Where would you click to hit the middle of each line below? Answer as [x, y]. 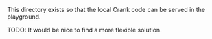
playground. [24, 17]
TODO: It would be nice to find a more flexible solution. [85, 30]
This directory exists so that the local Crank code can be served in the [106, 10]
